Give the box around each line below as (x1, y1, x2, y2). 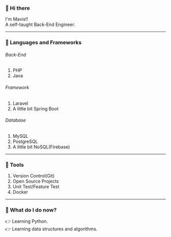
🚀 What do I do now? (5, 206, 57, 214)
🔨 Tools (5, 161, 24, 168)
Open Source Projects (12, 178, 59, 185)
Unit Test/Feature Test (12, 184, 60, 190)
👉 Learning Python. (5, 218, 48, 224)
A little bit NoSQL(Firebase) (12, 143, 70, 150)
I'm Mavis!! (5, 16, 28, 22)
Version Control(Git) (12, 173, 55, 179)
